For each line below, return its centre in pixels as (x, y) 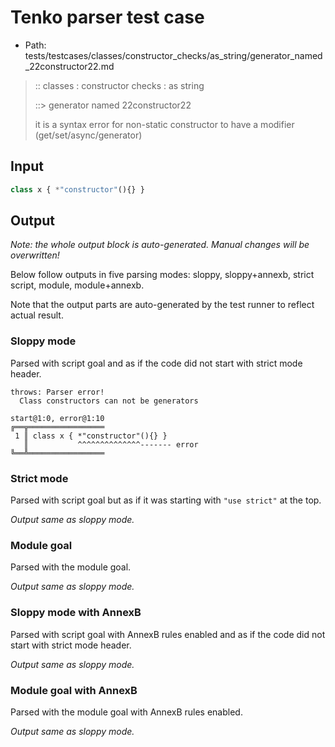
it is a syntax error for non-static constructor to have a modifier (164, 124)
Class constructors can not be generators (109, 401)
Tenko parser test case (107, 17)
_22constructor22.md (69, 66)
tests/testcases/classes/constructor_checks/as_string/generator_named (173, 55)
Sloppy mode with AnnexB (76, 613)
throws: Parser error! (57, 392)
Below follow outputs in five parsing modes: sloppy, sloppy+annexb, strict (162, 275)
